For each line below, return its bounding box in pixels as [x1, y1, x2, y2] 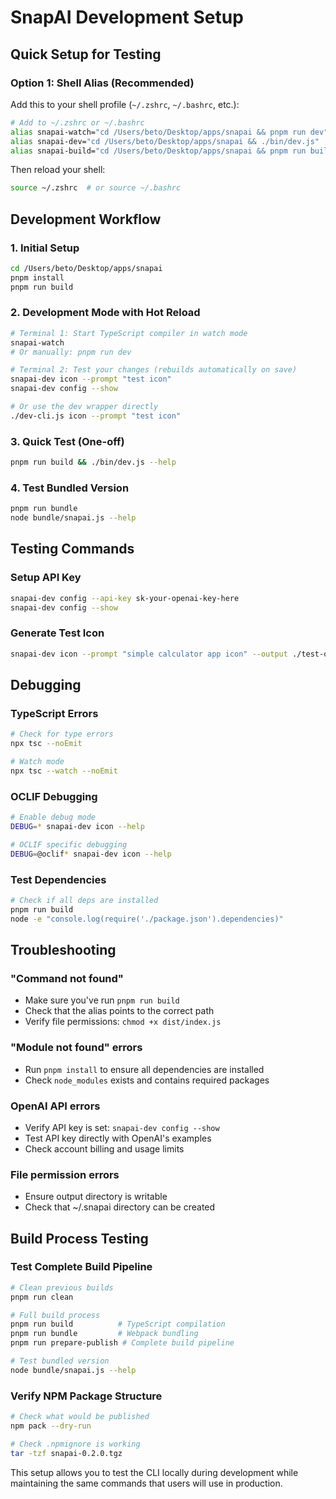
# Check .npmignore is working [10, 1439, 141, 1449]
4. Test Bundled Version [10, 481, 130, 495]
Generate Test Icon [10, 626, 105, 640]
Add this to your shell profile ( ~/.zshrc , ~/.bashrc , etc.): [10, 98, 240, 110]
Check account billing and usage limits [24, 1142, 185, 1155]
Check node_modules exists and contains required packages [24, 1074, 270, 1086]
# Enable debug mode [10, 812, 97, 823]
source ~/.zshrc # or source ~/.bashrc [10, 183, 182, 193]
